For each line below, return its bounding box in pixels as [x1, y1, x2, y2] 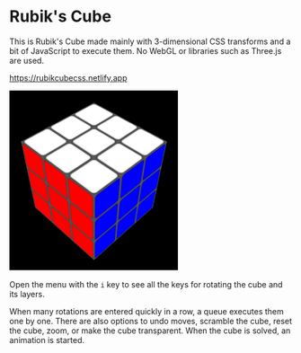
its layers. [9, 289, 45, 300]
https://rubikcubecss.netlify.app [9, 72, 128, 83]
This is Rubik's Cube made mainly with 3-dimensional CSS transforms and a [9, 36, 291, 47]
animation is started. [9, 335, 85, 346]
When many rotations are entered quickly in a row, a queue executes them [9, 306, 285, 317]
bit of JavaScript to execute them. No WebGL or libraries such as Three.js [9, 45, 282, 56]
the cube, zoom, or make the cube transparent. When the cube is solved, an [9, 325, 291, 336]
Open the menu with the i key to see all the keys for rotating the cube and [9, 279, 283, 290]
